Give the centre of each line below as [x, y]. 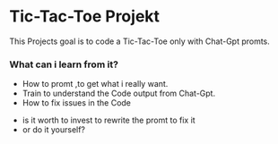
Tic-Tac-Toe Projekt [84, 17]
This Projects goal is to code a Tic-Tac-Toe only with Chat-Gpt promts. [140, 41]
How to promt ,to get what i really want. [95, 84]
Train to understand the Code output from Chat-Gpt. [119, 93]
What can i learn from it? [64, 64]
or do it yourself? [54, 130]
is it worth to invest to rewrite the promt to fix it [109, 120]
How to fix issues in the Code [77, 103]
